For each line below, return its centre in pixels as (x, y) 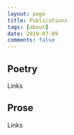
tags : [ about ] (28, 27)
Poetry (23, 69)
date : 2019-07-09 (33, 34)
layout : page (26, 14)
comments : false (31, 40)
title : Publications (38, 20)
